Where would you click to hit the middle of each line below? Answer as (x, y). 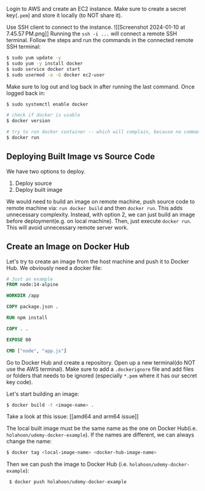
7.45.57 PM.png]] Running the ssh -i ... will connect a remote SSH (92, 34)
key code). (20, 382)
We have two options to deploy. (46, 171)
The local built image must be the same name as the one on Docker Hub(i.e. (102, 428)
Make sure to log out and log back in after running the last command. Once (101, 86)
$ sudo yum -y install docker (45, 64)
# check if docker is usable (43, 115)
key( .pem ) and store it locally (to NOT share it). (64, 15)
